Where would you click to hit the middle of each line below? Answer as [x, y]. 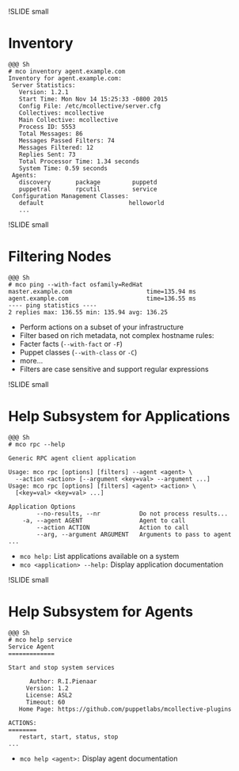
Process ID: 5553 [47, 127]
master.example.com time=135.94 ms [102, 291]
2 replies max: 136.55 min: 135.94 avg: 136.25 [88, 312]
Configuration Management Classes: [70, 196]
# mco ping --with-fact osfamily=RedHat [76, 284]
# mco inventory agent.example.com [67, 71]
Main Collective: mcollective [68, 120]
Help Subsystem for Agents [101, 612]
